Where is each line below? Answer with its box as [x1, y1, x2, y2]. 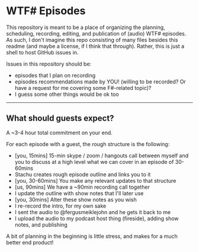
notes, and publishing [14, 221, 68, 228]
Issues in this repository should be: [6, 60, 92, 67]
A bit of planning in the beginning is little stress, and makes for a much [6, 232, 178, 240]
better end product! [6, 238, 54, 246]
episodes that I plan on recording [14, 72, 96, 79]
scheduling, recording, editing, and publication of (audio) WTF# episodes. [6, 30, 187, 37]
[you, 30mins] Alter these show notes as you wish [14, 196, 137, 203]
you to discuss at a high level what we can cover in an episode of [14, 158, 174, 165]
